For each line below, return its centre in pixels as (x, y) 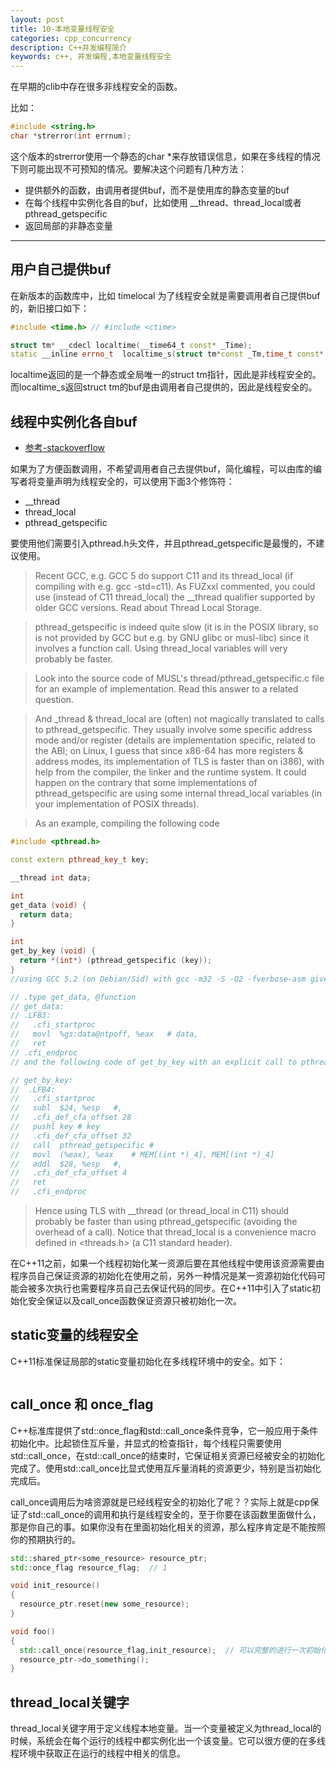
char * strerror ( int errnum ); (71, 136)
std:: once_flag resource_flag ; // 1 (89, 1567)
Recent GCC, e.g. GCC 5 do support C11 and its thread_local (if (164, 576)
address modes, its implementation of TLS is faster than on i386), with (179, 762)
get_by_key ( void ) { (53, 951)
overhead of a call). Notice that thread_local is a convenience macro (175, 1232)
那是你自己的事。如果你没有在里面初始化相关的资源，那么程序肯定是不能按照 (168, 1527)
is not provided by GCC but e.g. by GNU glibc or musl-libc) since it (172, 638)
